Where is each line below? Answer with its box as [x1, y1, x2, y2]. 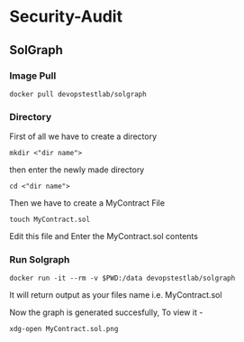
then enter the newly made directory [9, 164, 145, 175]
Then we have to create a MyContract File [9, 198, 165, 208]
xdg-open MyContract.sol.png [9, 325, 119, 334]
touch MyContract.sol [9, 215, 91, 225]
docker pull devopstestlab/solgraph [9, 89, 147, 98]
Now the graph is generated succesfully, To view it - [9, 307, 203, 318]
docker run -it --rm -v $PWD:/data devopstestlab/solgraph [9, 273, 236, 283]
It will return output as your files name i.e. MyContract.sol [9, 290, 222, 300]
